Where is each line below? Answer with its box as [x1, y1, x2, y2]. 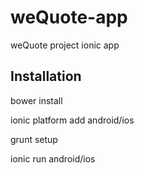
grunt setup [10, 133, 58, 145]
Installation [10, 68, 82, 85]
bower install [10, 94, 63, 106]
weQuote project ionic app [10, 39, 120, 51]
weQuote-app [10, 6, 128, 29]
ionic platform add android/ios [10, 114, 135, 126]
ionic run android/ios [10, 152, 96, 165]
